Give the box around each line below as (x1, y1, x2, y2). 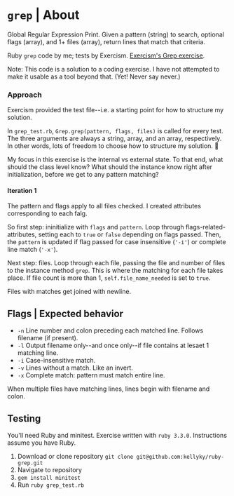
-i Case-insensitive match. (17, 356, 96, 365)
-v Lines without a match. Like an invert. (17, 363, 133, 372)
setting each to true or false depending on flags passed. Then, (38, 230, 221, 239)
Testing (7, 413, 41, 424)
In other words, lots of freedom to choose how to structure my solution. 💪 (7, 142, 219, 150)
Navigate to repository (17, 466, 83, 474)
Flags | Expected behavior (7, 307, 124, 319)
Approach (7, 90, 42, 100)
